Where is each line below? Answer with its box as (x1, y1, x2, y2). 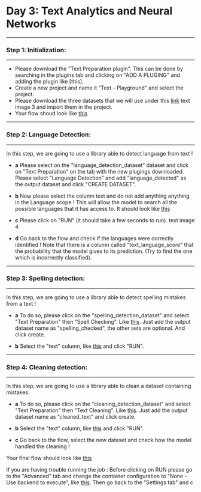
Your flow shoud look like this (14, 110, 88, 117)
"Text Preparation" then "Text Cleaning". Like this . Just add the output (14, 407, 188, 414)
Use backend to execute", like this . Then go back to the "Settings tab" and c (6, 479, 193, 486)
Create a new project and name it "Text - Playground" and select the (14, 84, 184, 91)
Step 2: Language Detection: (6, 130, 91, 139)
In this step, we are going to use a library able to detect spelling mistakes (6, 293, 186, 301)
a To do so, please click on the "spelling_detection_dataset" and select (14, 311, 190, 319)
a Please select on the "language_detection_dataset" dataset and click (14, 161, 188, 169)
